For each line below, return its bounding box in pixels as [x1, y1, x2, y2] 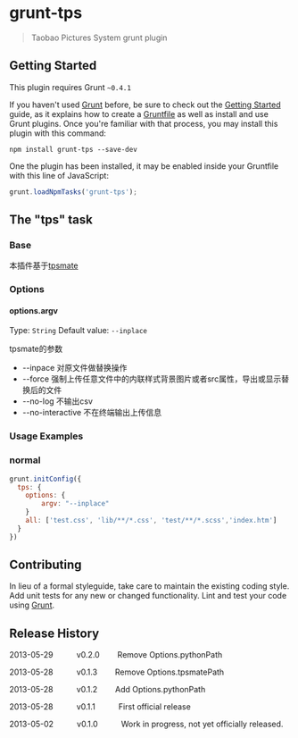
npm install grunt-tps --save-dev [9, 145, 138, 154]
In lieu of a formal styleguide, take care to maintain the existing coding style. [9, 581, 290, 591]
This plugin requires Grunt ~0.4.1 [9, 81, 132, 92]
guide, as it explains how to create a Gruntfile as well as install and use [9, 108, 269, 119]
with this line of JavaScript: [9, 170, 110, 180]
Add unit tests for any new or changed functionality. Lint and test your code [9, 591, 287, 601]
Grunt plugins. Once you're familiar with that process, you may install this [9, 118, 278, 129]
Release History [9, 625, 100, 641]
